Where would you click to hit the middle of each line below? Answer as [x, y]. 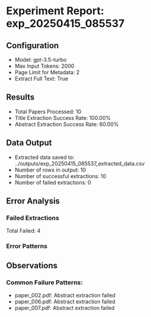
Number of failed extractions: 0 [53, 182]
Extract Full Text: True [41, 79]
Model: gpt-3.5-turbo [41, 60]
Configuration [33, 45]
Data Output [29, 143]
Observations [32, 265]
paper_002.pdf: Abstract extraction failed [65, 295]
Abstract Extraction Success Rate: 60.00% [67, 124]
